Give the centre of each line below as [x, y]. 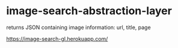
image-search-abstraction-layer [89, 11]
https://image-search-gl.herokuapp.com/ [57, 39]
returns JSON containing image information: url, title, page [79, 27]
